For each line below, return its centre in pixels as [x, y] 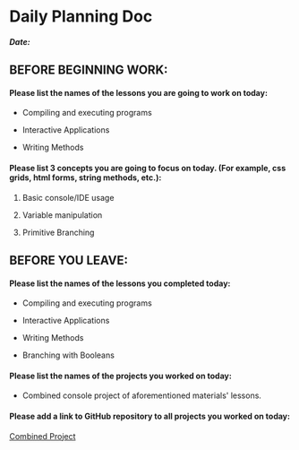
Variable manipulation [62, 215]
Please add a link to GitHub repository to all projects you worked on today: [150, 416]
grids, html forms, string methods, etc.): [85, 177]
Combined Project [43, 436]
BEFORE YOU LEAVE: [68, 260]
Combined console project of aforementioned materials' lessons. [142, 395]
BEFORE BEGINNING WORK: [89, 70]
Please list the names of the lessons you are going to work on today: [139, 92]
